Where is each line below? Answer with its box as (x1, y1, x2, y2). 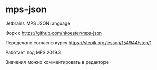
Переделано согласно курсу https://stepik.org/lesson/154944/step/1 (5, 39, 152, 46)
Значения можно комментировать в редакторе (5, 59, 109, 65)
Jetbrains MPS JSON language (5, 20, 70, 26)
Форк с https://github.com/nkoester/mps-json (5, 30, 102, 36)
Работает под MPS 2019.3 (5, 49, 61, 55)
